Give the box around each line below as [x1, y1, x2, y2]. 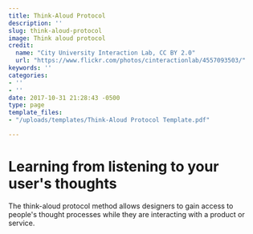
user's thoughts [8, 175, 117, 193]
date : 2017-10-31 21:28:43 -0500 [8, 94, 120, 102]
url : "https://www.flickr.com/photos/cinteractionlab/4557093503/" [15, 57, 247, 65]
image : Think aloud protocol [8, 34, 106, 42]
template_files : [8, 109, 63, 117]
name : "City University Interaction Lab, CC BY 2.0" [15, 49, 196, 57]
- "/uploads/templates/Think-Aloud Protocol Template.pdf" [8, 116, 210, 124]
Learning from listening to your [8, 158, 219, 176]
